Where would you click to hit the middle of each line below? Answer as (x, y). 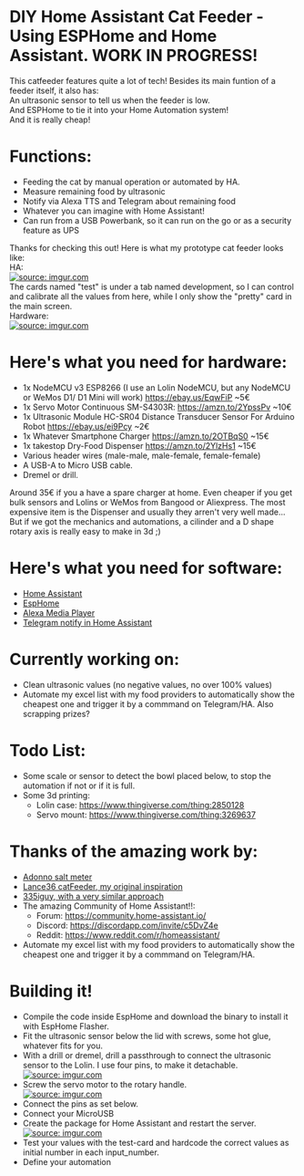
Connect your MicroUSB (68, 1113)
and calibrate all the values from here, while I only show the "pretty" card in (151, 296)
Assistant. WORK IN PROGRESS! (134, 56)
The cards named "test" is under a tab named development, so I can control (152, 286)
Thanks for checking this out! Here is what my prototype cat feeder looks (147, 247)
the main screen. (41, 306)
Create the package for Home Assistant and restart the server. (139, 1123)
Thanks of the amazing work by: (134, 851)
